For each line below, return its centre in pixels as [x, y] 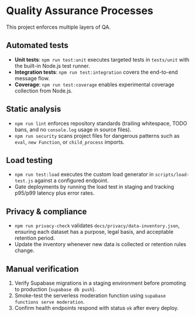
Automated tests [37, 45]
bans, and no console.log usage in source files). [73, 129]
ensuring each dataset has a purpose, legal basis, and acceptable [94, 232]
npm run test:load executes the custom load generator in [84, 175]
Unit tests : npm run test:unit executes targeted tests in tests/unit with [102, 59]
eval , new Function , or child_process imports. [69, 142]
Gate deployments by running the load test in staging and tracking [94, 187]
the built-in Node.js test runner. [52, 66]
